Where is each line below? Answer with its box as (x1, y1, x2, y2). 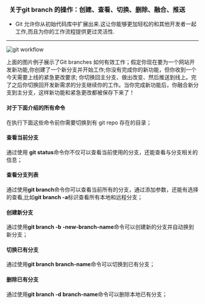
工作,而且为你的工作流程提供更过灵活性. (15, 28, 115, 35)
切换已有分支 (6, 246, 38, 253)
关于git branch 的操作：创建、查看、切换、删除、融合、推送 (9, 5, 185, 13)
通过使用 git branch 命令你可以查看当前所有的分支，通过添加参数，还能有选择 (6, 186, 199, 193)
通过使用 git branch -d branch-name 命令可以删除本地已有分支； (6, 291, 168, 298)
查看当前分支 (6, 134, 38, 141)
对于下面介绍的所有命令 (6, 104, 65, 111)
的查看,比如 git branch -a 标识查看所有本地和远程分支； (6, 193, 143, 200)
